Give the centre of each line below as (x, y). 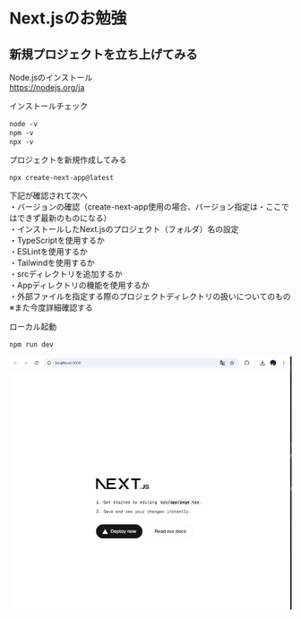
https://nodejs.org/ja (47, 87)
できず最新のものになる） (64, 218)
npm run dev (31, 345)
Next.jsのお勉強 (68, 18)
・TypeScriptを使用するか (57, 240)
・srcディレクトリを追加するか (66, 274)
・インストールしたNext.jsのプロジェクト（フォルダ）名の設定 (124, 229)
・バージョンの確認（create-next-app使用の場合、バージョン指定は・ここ (146, 206)
